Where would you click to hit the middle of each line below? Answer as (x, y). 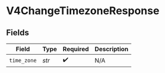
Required (76, 49)
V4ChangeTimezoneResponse (83, 11)
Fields (18, 33)
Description (112, 49)
